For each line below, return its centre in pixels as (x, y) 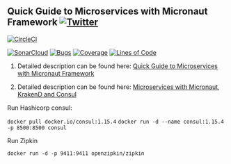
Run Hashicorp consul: (40, 108)
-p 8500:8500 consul (37, 128)
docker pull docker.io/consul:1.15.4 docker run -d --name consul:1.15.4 (115, 122)
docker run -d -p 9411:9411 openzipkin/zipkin (76, 153)
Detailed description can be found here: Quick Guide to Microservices (117, 66)
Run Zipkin (23, 140)
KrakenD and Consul (47, 94)
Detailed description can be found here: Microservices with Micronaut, (119, 87)
